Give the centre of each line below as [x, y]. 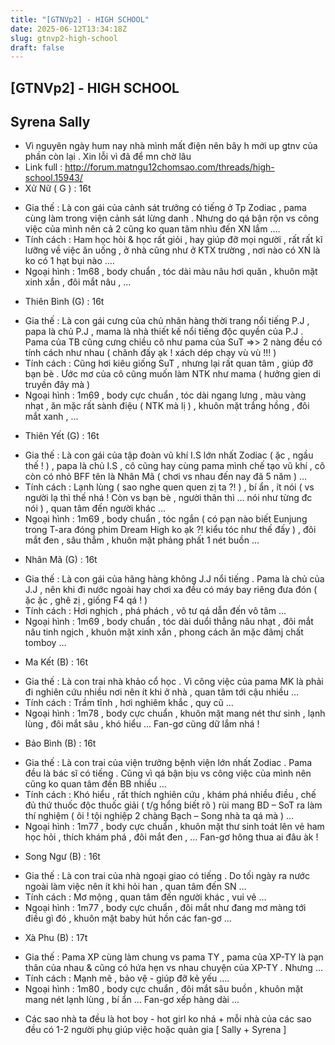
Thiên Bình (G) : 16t [64, 302]
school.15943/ [53, 178]
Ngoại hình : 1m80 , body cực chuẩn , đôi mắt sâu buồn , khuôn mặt [164, 989]
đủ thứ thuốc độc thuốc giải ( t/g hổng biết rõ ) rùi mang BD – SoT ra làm [173, 805]
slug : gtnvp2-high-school [64, 38]
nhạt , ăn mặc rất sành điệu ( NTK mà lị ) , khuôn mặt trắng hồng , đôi [167, 406]
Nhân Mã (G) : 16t [61, 560]
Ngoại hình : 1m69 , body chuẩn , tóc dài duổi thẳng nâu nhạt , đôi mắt [169, 622]
